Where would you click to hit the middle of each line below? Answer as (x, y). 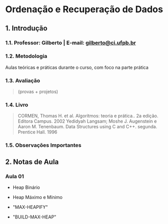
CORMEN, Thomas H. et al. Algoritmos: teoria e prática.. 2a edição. (88, 116)
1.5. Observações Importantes (43, 145)
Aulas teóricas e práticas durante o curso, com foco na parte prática (77, 67)
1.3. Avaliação (23, 80)
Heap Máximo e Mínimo (37, 197)
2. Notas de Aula (32, 162)
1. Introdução (26, 28)
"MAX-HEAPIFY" (30, 207)
